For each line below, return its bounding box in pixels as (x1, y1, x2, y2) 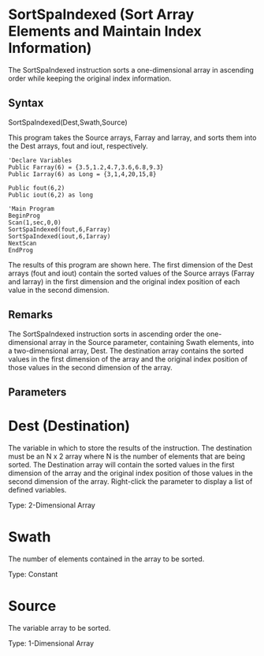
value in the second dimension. (8, 285, 110, 294)
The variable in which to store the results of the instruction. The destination (8, 443, 252, 452)
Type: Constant (8, 569, 58, 579)
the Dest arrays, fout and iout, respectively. (8, 141, 148, 151)
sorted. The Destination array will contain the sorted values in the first (8, 459, 235, 469)
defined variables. (8, 485, 67, 494)
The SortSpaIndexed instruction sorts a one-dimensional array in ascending (8, 65, 255, 74)
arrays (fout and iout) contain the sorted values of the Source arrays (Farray (8, 268, 255, 278)
